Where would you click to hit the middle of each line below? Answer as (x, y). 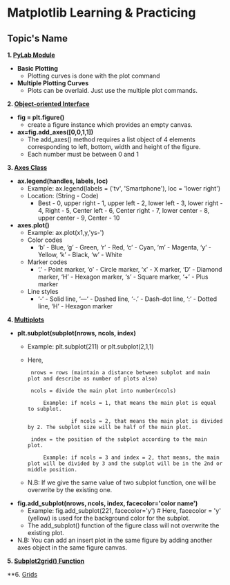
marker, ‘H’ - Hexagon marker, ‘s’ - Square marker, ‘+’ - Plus (123, 277)
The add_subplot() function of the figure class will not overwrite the (123, 525)
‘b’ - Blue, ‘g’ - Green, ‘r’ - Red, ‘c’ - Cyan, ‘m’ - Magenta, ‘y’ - (125, 247)
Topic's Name (37, 38)
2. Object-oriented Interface (48, 104)
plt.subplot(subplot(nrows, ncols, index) (76, 333)
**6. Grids (22, 574)
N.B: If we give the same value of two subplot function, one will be (122, 482)
